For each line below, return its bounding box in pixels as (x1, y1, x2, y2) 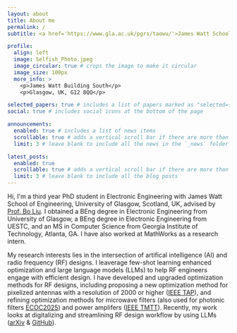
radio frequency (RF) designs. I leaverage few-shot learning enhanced (7, 258, 212, 267)
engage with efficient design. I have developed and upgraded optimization (7, 273, 224, 281)
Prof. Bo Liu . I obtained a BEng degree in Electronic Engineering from (7, 207, 207, 215)
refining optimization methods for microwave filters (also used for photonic (7, 296, 225, 304)
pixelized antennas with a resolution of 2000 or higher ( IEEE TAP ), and (7, 289, 212, 296)
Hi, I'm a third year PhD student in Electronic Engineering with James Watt (7, 192, 222, 200)
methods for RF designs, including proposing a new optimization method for (7, 281, 229, 289)
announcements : (7, 121, 52, 128)
